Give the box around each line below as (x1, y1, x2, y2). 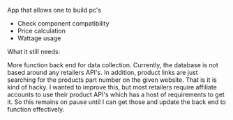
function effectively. (7, 105, 65, 113)
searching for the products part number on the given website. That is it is (7, 76, 218, 84)
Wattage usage (17, 34, 61, 42)
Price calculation (17, 27, 66, 35)
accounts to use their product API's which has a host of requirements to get (7, 90, 225, 98)
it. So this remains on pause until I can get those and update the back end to (7, 98, 227, 106)
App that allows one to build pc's (7, 6, 102, 14)
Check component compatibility (17, 19, 110, 27)
